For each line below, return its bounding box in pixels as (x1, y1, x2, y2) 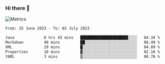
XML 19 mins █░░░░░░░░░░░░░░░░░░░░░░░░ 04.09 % (5, 44, 160, 50)
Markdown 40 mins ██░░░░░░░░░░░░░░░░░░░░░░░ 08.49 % (5, 40, 160, 45)
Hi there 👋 (5, 5, 30, 12)
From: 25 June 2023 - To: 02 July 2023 (5, 26, 90, 31)
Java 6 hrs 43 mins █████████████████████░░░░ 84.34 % (5, 35, 160, 40)
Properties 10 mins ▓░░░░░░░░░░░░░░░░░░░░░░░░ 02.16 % (5, 49, 160, 54)
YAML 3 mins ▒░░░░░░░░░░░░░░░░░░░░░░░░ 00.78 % (5, 54, 160, 59)
